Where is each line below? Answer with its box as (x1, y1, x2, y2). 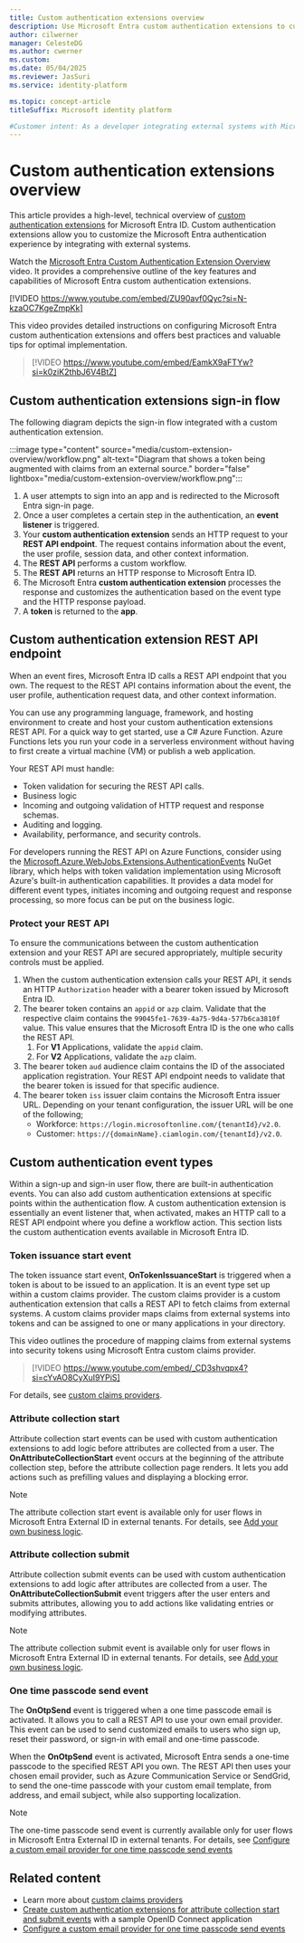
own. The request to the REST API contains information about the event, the (9, 680, 291, 691)
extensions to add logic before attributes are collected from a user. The (9, 1442, 275, 1453)
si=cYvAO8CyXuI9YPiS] (31, 1373, 120, 1383)
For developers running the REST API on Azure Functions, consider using (9, 846, 282, 857)
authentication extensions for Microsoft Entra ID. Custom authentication (9, 219, 276, 231)
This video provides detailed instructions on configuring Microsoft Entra (9, 321, 278, 331)
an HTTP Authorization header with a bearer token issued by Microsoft (22, 984, 290, 995)
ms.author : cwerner (9, 47, 83, 56)
